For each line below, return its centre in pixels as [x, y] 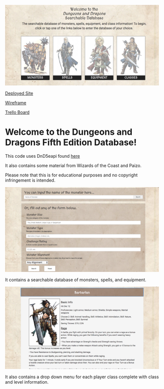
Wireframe [16, 102]
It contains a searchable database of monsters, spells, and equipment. [76, 280]
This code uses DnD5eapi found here [42, 156]
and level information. [27, 382]
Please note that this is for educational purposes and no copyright [72, 175]
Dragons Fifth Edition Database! [71, 143]
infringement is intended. [30, 180]
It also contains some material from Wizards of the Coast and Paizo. [73, 165]
